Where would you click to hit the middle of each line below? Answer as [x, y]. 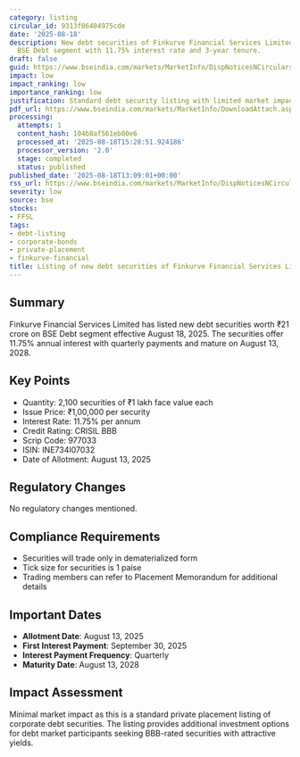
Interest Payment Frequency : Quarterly [96, 655]
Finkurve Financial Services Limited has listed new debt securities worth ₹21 [150, 324]
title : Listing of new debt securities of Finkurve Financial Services [145, 267]
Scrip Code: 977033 [59, 440]
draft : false [33, 59]
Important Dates [55, 615]
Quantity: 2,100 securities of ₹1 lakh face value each [117, 402]
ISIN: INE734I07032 [58, 449]
